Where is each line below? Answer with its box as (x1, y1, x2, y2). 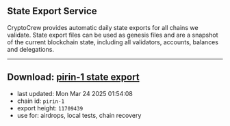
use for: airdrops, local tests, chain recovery (16, 111, 142, 119)
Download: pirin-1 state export (7, 72, 140, 83)
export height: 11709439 (16, 104, 84, 112)
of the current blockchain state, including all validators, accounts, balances (7, 37, 219, 46)
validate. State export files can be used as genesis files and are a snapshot (7, 31, 218, 39)
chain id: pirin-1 (16, 97, 65, 105)
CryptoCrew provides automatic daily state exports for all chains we (7, 23, 199, 31)
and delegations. (7, 45, 55, 53)
